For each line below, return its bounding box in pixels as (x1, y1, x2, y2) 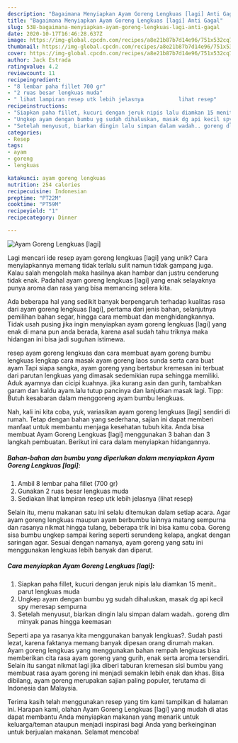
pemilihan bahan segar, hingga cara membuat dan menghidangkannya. (7, 312, 215, 321)
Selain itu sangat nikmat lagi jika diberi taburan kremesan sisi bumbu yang (7, 661, 223, 669)
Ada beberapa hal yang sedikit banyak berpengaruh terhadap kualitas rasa (7, 297, 225, 305)
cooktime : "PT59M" (7, 201, 62, 208)
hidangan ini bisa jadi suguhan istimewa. (7, 334, 125, 344)
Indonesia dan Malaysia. (7, 684, 78, 692)
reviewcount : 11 (7, 69, 55, 76)
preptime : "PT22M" (7, 194, 62, 202)
